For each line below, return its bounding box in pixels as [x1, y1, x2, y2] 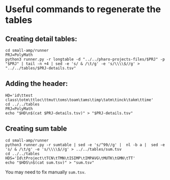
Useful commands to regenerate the [5, 4, 161, 15]
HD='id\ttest [5, 93, 33, 98]
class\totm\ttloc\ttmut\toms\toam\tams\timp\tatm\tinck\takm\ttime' [5, 97, 154, 102]
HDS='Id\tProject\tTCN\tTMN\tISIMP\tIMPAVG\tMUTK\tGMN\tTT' [5, 156, 136, 161]
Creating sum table [5, 124, 67, 133]
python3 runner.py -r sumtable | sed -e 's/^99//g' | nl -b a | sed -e [5, 142, 165, 148]
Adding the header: [5, 80, 68, 88]
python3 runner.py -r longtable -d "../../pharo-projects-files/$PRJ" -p [5, 57, 165, 62]
